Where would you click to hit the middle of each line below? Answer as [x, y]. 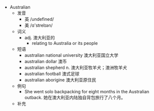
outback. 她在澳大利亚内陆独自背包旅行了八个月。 [75, 97]
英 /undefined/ [39, 19]
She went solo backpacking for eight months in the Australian [87, 92]
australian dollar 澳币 [46, 61]
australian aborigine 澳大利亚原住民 [60, 80]
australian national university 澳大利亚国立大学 [71, 55]
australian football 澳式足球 [52, 74]
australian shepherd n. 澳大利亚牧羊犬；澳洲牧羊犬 [76, 68]
